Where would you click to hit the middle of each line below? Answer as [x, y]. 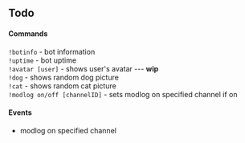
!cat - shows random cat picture [62, 86]
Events [20, 112]
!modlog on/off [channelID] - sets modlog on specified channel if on [123, 94]
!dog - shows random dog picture [63, 77]
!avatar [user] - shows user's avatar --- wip [84, 68]
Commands [28, 33]
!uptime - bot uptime [43, 60]
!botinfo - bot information [52, 51]
